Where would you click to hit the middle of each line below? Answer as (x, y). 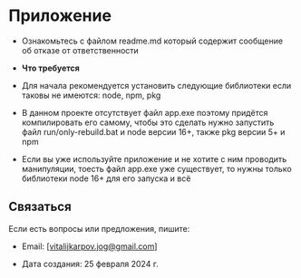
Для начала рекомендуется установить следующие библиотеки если (156, 85)
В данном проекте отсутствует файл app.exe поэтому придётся (145, 112)
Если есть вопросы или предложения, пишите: (99, 228)
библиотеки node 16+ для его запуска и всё (106, 178)
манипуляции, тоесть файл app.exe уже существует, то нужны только (156, 168)
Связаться (40, 207)
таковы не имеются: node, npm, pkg (91, 95)
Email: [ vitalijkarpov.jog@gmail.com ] (89, 246)
